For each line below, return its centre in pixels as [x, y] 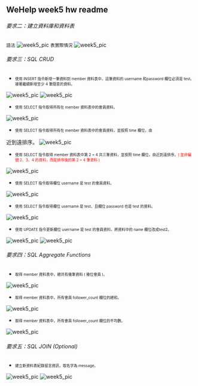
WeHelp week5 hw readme [57, 10]
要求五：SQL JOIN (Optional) [42, 346]
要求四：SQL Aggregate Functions [48, 255]
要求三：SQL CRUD [30, 59]
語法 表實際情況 [39, 45]
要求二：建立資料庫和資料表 [40, 26]
